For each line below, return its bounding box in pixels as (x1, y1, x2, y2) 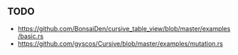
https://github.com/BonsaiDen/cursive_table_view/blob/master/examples (17, 24, 231, 32)
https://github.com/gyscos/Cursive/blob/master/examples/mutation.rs (17, 39, 224, 48)
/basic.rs (17, 32, 44, 40)
